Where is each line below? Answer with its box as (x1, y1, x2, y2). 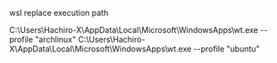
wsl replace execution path (9, 8, 109, 18)
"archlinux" (35, 35, 77, 44)
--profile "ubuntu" (193, 43, 261, 54)
